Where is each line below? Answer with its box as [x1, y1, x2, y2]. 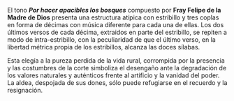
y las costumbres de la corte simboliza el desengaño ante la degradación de [7, 64, 227, 72]
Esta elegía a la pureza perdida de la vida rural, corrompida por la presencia [7, 56, 225, 65]
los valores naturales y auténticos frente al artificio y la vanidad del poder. [7, 71, 220, 79]
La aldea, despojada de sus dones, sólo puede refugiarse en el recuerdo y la [7, 79, 228, 86]
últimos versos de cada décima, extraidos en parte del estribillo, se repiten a [7, 28, 227, 36]
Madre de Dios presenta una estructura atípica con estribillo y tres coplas [7, 13, 219, 22]
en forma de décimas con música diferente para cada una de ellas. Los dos [7, 21, 224, 29]
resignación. [7, 86, 43, 94]
